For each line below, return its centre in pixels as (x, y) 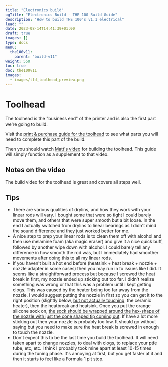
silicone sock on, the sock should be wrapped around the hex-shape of (86, 311)
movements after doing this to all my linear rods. (62, 258)
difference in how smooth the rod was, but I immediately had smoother (86, 253)
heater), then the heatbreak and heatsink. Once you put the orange (82, 306)
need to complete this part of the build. (46, 139)
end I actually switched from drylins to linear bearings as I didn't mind (85, 226)
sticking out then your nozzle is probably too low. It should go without (84, 322)
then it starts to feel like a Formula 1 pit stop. (58, 359)
